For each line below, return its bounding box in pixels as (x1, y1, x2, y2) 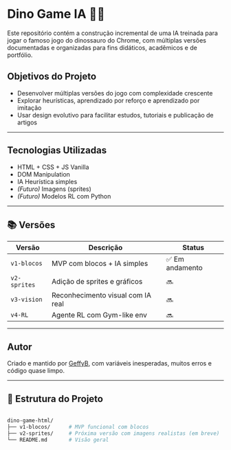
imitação (16, 103, 42, 112)
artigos (16, 118, 38, 126)
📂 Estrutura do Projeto (7, 393, 103, 405)
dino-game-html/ (7, 417, 54, 424)
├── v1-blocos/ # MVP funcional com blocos (7, 423, 149, 430)
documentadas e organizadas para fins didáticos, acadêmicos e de (7, 43, 197, 52)
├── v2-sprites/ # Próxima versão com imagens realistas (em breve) (7, 429, 220, 437)
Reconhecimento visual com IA (51, 291, 151, 300)
